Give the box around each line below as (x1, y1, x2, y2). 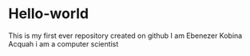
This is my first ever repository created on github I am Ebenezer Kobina (8, 31, 243, 40)
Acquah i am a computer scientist (8, 39, 119, 48)
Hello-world (8, 5, 89, 23)
